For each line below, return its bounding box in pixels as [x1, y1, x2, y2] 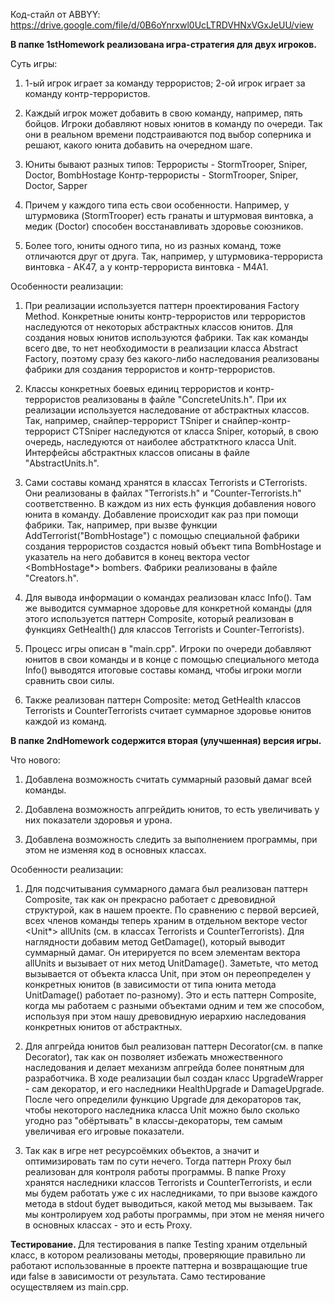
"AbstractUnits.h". [24, 457, 100, 469]
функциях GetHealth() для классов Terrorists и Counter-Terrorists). [24, 624, 305, 635]
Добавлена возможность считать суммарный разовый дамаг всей [24, 774, 312, 785]
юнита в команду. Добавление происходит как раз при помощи [24, 509, 299, 520]
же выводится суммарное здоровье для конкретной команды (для [24, 602, 313, 614]
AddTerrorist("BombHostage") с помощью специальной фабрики [24, 530, 300, 541]
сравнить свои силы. [24, 675, 115, 686]
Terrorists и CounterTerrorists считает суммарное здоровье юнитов [24, 705, 312, 716]
